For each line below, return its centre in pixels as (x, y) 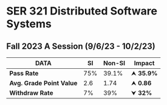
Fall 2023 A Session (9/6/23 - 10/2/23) (81, 46)
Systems (29, 24)
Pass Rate (24, 73)
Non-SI (114, 63)
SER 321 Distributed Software (82, 11)
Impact (144, 63)
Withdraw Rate (31, 93)
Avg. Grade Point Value (43, 83)
